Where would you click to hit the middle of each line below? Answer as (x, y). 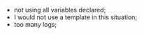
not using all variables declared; (60, 10)
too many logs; (35, 24)
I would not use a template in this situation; (75, 17)
